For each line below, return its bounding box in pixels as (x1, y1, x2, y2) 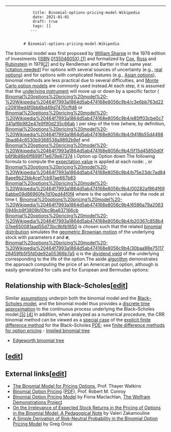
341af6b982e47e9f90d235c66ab (5, 121, 75, 126)
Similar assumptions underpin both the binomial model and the (5, 295, 136, 301)
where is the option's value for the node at (75, 191, 164, 197)
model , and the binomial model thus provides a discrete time (23, 300, 150, 306)
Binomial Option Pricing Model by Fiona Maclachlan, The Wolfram (12, 394, 151, 400)
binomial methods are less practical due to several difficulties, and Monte (5, 77, 159, 83)
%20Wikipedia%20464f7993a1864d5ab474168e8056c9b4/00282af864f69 (5, 185, 165, 192)
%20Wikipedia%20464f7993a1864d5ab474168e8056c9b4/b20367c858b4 (5, 218, 164, 224)
